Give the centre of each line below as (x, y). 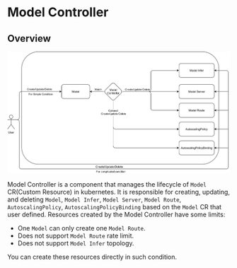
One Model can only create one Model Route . (82, 228)
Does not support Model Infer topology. (76, 243)
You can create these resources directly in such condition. (92, 257)
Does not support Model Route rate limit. (76, 235)
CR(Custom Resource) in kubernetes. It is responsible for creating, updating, (118, 192)
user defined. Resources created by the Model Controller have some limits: (116, 214)
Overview (29, 39)
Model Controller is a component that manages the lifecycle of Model (107, 184)
